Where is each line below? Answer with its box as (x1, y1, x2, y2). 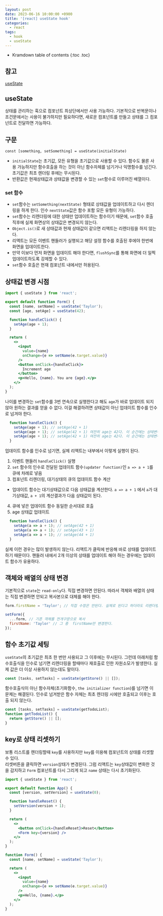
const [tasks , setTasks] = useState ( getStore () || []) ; (5, 676, 120, 681)
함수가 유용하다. (10, 558, 40, 564)
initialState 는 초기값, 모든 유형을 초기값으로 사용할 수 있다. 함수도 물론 (12, 158, 149, 164)
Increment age (22, 367, 51, 372)
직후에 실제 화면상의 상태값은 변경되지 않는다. (12, 219, 98, 226)
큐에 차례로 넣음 (12, 470, 42, 476)
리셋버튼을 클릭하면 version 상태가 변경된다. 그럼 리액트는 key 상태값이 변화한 (5, 761, 150, 767)
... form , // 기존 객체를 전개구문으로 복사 (9, 617, 85, 622)
